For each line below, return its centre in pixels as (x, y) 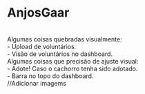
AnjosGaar (38, 13)
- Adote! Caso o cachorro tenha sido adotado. (72, 68)
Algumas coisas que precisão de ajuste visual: (73, 61)
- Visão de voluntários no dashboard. (60, 54)
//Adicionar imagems (37, 83)
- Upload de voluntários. (42, 46)
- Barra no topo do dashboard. (50, 76)
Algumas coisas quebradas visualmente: (65, 39)
